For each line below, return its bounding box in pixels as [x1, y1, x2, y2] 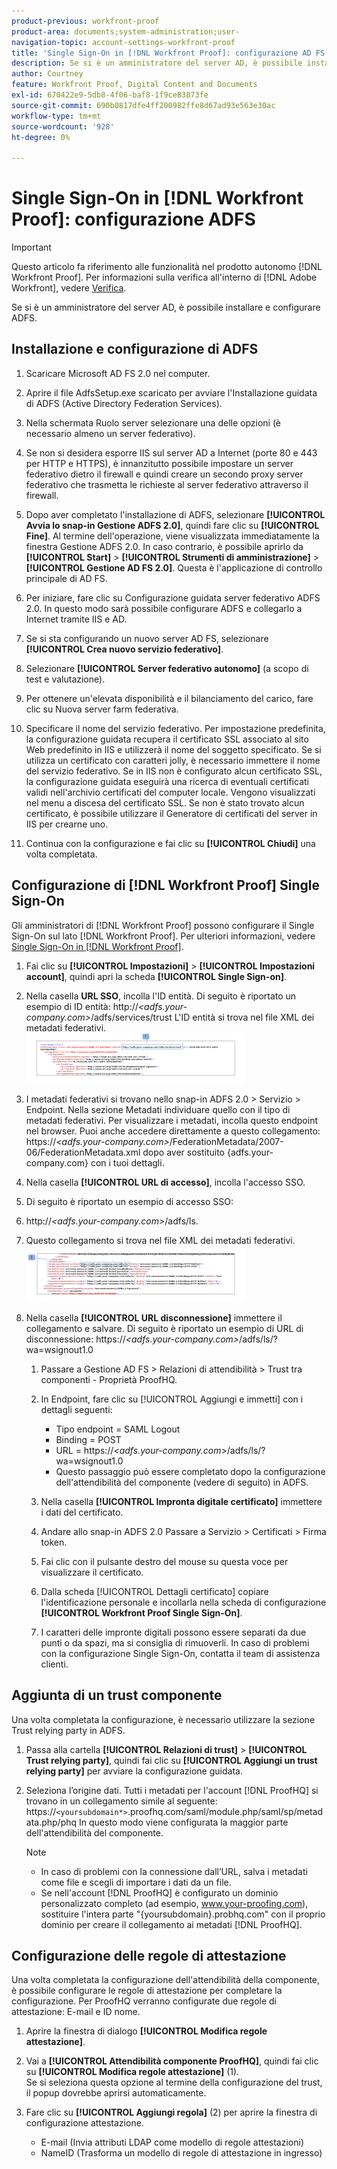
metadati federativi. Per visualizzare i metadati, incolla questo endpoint [25, 1114, 319, 1126]
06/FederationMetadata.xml [25, 1146, 141, 1158]
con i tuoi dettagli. [90, 1156, 165, 1169]
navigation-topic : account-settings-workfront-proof [11, 37, 236, 47]
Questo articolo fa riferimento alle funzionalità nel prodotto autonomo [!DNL [11, 261, 323, 273]
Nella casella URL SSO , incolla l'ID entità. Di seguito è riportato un [25, 990, 297, 1002]
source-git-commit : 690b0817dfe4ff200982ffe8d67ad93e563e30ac [11, 100, 276, 110]
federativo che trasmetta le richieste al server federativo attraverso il [25, 478, 309, 490]
